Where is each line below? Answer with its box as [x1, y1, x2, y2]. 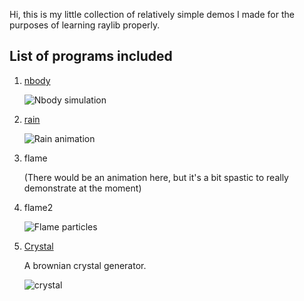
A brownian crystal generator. [23, 259, 147, 271]
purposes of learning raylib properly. [9, 19, 161, 31]
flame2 [23, 201, 54, 213]
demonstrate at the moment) [23, 182, 142, 194]
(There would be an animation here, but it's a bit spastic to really [23, 171, 289, 183]
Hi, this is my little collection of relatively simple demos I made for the [9, 9, 295, 20]
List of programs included [9, 48, 173, 65]
